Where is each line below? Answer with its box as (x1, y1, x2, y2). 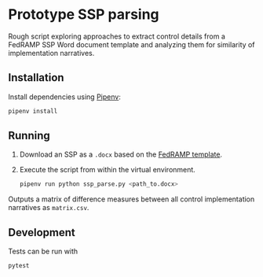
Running (8, 129, 51, 142)
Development (8, 226, 76, 239)
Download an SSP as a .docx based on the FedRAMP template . (19, 150, 222, 159)
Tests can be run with (8, 246, 79, 257)
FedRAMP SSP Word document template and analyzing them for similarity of (8, 39, 255, 49)
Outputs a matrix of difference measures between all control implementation (8, 194, 255, 204)
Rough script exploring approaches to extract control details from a (8, 31, 225, 41)
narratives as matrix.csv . (8, 203, 89, 212)
